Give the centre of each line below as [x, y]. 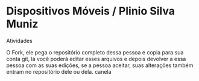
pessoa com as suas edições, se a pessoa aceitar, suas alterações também [100, 65]
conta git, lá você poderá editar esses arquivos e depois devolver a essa [96, 59]
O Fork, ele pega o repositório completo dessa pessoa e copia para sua [95, 52]
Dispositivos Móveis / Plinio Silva [91, 11]
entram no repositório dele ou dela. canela [59, 71]
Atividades [20, 40]
